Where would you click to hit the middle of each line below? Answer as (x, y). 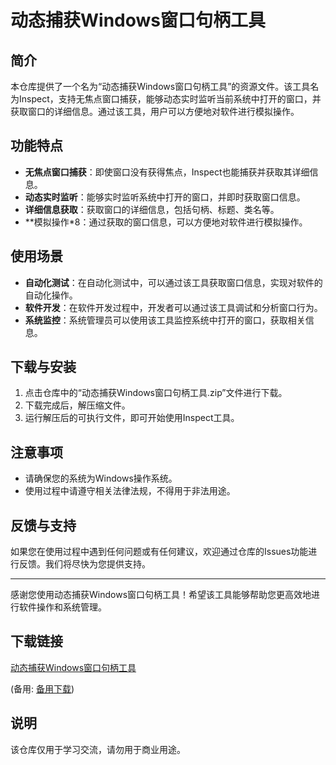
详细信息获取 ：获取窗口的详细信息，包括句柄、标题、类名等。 (152, 209)
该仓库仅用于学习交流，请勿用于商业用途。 (98, 749)
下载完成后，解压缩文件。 (77, 405)
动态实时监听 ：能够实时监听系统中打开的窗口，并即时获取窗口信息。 (165, 197)
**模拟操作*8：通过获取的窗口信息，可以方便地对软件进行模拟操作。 (166, 222)
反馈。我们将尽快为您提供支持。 (84, 564)
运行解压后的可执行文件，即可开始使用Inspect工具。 (132, 418)
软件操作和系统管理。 (62, 607)
